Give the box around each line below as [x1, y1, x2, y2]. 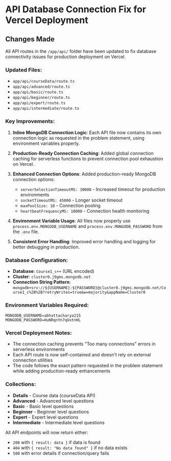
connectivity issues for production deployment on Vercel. [5, 54, 126, 60]
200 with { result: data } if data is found [12, 439, 101, 445]
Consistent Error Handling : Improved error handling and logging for [12, 238, 156, 244]
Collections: [5, 381, 36, 388]
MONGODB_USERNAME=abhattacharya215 [5, 313, 81, 318]
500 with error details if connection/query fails [12, 450, 110, 456]
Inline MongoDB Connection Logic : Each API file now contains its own [12, 129, 162, 136]
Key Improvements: [5, 118, 55, 125]
